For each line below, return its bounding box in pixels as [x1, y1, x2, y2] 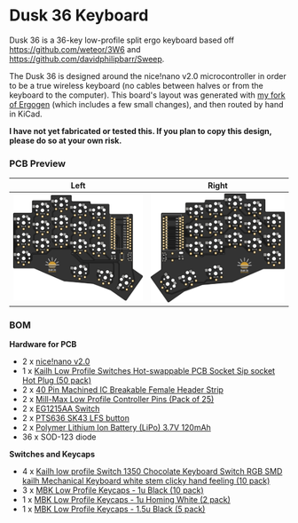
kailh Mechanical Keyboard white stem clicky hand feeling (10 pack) [21, 475, 271, 486]
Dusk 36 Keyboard [9, 5, 149, 26]
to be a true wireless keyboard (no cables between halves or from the [9, 80, 264, 91]
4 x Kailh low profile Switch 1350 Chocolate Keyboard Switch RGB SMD [21, 465, 283, 476]
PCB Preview [9, 157, 67, 170]
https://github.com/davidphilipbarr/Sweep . [9, 53, 165, 64]
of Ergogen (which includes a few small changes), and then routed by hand [9, 99, 284, 109]
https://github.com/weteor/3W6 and [9, 44, 141, 54]
